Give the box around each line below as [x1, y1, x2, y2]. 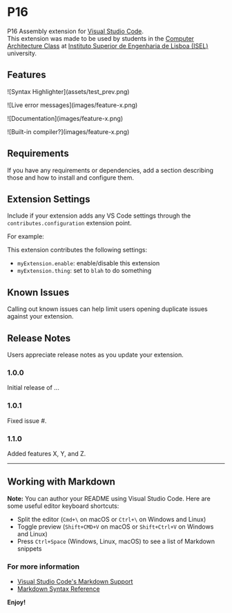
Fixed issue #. [7, 416, 47, 425]
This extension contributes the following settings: [7, 246, 147, 254]
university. [7, 49, 37, 57]
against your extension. [7, 312, 74, 321]
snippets [17, 544, 42, 553]
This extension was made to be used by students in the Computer [7, 34, 195, 42]
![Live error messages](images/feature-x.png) [7, 101, 138, 109]
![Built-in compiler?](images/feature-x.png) [7, 127, 130, 135]
